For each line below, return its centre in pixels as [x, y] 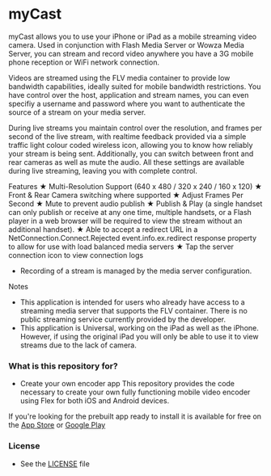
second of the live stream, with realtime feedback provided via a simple [127, 136]
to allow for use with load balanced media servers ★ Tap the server [121, 246]
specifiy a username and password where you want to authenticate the [127, 103]
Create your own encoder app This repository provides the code [127, 384]
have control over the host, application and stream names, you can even [129, 95]
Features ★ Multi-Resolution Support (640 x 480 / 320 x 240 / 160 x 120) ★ [135, 186]
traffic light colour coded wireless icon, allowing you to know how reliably [131, 145]
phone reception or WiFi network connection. [84, 62]
